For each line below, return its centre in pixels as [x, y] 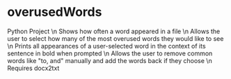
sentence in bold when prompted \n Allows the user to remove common [110, 53]
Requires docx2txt [33, 68]
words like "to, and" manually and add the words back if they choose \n [110, 60]
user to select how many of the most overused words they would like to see [115, 38]
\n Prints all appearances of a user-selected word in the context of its [107, 46]
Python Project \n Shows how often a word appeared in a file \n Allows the [114, 31]
